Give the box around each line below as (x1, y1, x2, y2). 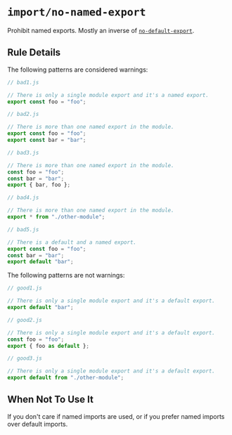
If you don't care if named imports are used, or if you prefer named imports (7, 412, 225, 420)
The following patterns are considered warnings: (7, 65, 148, 74)
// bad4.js (7, 194, 39, 202)
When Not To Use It (7, 394, 94, 405)
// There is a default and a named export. (7, 238, 137, 246)
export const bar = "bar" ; (7, 136, 86, 143)
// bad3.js (7, 149, 39, 156)
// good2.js (7, 316, 42, 323)
